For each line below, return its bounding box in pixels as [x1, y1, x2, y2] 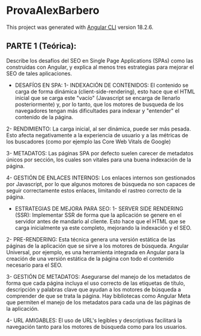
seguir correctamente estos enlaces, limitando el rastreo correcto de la [6, 187, 182, 194]
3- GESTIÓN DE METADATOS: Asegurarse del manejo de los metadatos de [6, 273, 191, 280]
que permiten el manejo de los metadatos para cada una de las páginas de [6, 299, 191, 306]
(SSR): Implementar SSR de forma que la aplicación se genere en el [14, 211, 182, 219]
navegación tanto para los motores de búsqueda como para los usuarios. [6, 323, 187, 330]
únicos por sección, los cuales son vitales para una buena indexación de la [6, 156, 191, 163]
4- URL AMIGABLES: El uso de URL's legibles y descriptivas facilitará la [6, 317, 182, 324]
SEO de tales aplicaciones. [6, 70, 72, 77]
